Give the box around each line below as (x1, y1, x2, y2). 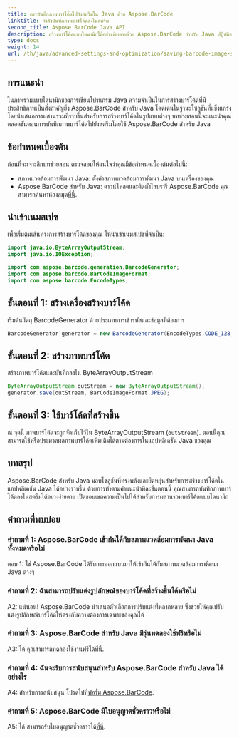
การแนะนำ (7, 76, 44, 89)
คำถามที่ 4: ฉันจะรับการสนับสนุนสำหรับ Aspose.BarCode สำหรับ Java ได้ (7, 662, 224, 672)
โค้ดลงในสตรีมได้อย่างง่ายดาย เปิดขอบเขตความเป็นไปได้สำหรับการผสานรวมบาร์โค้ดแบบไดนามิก (7, 492, 229, 501)
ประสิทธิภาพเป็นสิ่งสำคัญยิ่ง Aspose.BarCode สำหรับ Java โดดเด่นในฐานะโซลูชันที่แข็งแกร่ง (7, 103, 232, 112)
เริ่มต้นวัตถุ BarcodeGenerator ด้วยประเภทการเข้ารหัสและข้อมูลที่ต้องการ (7, 315, 185, 324)
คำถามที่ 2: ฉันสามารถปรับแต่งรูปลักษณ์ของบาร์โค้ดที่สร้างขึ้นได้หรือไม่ (7, 586, 197, 596)
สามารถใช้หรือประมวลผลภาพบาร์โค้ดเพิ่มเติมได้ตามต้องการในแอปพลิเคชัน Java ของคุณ (7, 436, 212, 444)
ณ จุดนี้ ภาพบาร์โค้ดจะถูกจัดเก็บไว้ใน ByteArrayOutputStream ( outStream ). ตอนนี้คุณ (7, 428, 225, 436)
